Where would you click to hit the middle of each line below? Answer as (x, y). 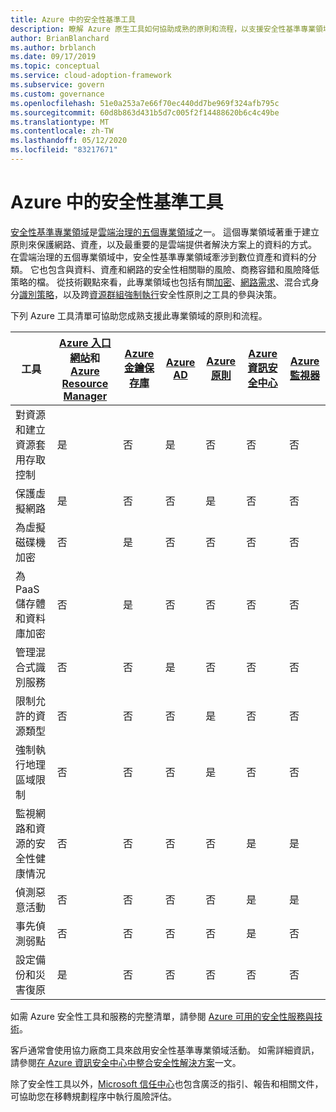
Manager (85, 396)
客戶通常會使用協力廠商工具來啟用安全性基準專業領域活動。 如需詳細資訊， (165, 1050)
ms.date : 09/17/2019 (53, 57)
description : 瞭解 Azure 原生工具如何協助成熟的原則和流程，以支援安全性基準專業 (163, 29)
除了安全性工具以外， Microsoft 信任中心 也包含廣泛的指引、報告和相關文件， (167, 1083)
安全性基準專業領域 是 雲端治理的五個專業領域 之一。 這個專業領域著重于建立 (165, 232)
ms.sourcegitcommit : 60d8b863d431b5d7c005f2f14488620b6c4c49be (145, 112)
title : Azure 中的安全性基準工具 (73, 19)
